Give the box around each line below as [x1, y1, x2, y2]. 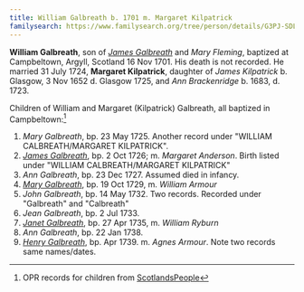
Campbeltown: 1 [9, 112, 67, 125]
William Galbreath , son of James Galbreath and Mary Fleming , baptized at [9, 46, 290, 57]
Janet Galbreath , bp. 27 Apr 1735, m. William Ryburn [22, 218, 219, 229]
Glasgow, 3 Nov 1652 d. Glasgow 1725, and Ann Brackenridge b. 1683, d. [9, 75, 280, 86]
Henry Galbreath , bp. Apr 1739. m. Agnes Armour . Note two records [22, 237, 276, 248]
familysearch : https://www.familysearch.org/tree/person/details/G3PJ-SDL [9, 22, 298, 31]
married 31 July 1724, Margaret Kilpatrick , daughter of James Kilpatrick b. [9, 65, 288, 77]
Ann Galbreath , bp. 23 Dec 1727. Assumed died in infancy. [22, 169, 240, 181]
